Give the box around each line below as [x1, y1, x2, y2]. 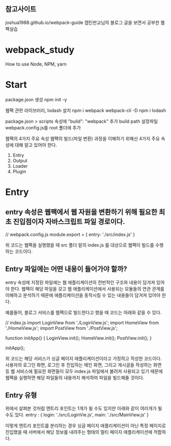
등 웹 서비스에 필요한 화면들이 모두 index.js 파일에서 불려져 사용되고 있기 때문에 [5, 368, 163, 374]
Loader [12, 163, 28, 169]
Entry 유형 [5, 391, 37, 399]
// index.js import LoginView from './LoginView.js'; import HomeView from [5, 319, 159, 326]
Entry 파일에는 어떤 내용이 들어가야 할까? [5, 265, 128, 274]
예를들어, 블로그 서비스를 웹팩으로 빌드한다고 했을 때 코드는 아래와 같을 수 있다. [5, 309, 162, 316]
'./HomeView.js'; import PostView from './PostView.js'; [5, 325, 118, 331]
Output [12, 158, 28, 164]
